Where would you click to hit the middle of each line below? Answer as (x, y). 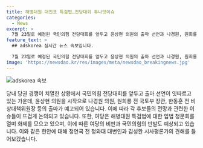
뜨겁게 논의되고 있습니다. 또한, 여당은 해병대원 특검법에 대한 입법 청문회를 (108, 116)
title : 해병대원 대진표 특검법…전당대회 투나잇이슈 (60, 12)
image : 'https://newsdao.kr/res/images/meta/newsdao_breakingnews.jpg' (98, 62)
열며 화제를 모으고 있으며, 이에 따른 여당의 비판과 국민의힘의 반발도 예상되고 (95, 123)
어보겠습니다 (21, 139)
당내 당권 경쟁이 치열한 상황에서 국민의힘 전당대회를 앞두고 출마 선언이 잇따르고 (99, 93)
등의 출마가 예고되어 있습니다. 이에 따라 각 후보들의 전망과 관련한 (113, 108)
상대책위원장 (21, 108)
